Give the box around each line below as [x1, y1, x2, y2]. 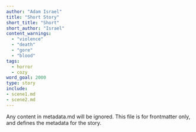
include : [6, 86, 28, 92]
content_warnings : [6, 31, 52, 37]
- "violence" [11, 36, 44, 42]
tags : [6, 58, 20, 64]
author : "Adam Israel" [6, 8, 62, 15]
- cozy [11, 69, 28, 75]
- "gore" [11, 47, 33, 53]
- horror [11, 63, 33, 70]
